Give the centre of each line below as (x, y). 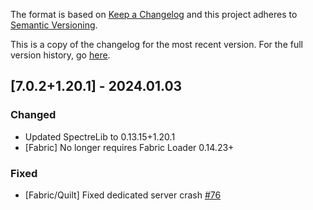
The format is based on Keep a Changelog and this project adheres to (154, 14)
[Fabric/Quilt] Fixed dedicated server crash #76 (123, 195)
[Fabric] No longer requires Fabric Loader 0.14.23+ (129, 147)
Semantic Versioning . (54, 25)
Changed (33, 115)
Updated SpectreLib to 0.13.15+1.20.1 (100, 136)
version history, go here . (60, 55)
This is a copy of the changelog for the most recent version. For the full (156, 44)
